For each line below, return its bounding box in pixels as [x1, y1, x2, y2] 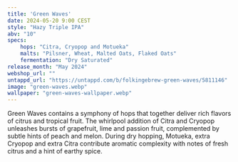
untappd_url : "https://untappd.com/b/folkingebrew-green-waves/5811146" [7, 76, 228, 84]
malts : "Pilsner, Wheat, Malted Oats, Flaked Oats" [20, 50, 177, 58]
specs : [7, 37, 27, 44]
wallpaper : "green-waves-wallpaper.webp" [7, 90, 133, 97]
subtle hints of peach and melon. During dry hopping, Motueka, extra [7, 132, 210, 141]
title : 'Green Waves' [7, 10, 72, 18]
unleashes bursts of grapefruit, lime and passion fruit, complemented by [7, 124, 219, 133]
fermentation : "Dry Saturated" [20, 57, 113, 64]
